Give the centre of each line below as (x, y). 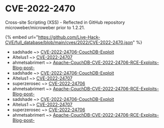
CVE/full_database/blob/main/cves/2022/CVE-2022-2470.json (69, 42)
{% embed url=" (22, 37)
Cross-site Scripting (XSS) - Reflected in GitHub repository (65, 22)
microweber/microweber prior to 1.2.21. (45, 27)
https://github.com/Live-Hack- (69, 37)
